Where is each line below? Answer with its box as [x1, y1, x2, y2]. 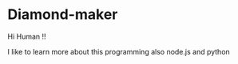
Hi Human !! [7, 32, 46, 41]
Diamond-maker [7, 6, 118, 24]
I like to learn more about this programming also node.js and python [7, 47, 231, 56]
